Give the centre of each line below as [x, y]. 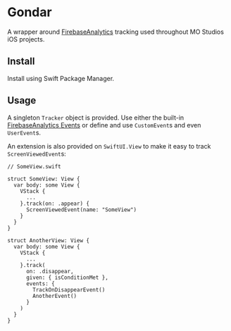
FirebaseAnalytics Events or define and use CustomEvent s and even [104, 125]
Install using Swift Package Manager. [61, 78]
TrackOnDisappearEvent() [69, 289]
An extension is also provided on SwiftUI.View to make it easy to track [109, 146]
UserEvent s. [24, 132]
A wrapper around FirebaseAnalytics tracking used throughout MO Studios [115, 32]
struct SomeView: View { [44, 179]
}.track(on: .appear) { [55, 204]
